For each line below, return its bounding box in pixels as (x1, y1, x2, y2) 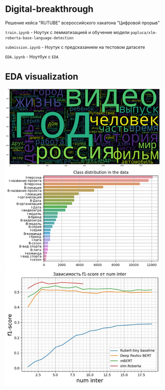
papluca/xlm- (130, 30, 158, 35)
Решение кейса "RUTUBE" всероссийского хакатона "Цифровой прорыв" (5, 20, 160, 26)
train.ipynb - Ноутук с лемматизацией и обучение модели (5, 29, 130, 35)
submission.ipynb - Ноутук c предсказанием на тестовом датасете (5, 44, 145, 50)
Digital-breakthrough (5, 3, 94, 15)
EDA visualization (5, 71, 79, 82)
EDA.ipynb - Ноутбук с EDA (5, 53, 59, 60)
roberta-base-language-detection (5, 36, 74, 40)
